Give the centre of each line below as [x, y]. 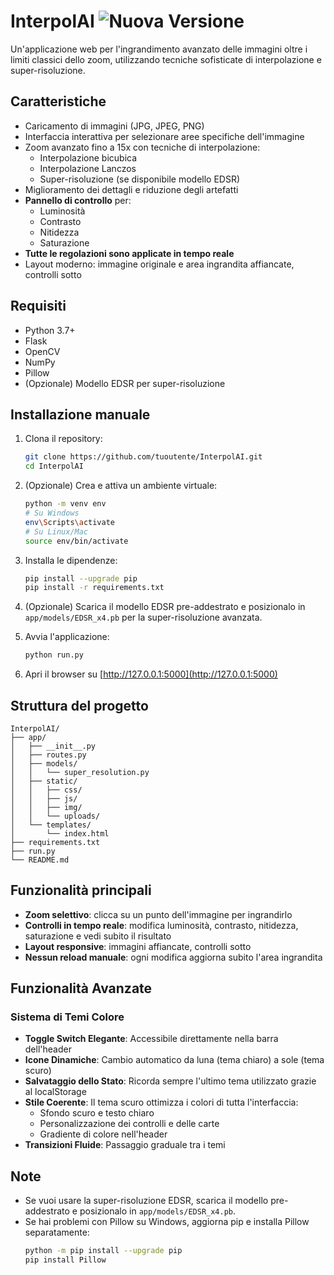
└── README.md [40, 860]
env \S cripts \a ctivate [70, 522]
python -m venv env [65, 504]
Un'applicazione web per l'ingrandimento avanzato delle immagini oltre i [159, 49]
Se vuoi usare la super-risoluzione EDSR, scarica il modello [146, 1201]
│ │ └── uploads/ [55, 816]
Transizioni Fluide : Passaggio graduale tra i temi [125, 1145]
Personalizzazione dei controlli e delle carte [129, 1124]
